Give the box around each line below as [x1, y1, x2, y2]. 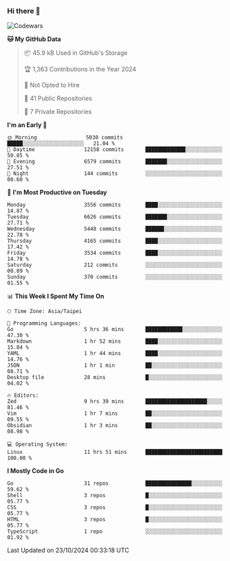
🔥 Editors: [7, 392, 39, 399]
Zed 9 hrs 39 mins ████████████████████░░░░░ [7, 398, 223, 405]
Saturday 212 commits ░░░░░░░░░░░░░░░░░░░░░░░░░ [7, 262, 223, 268]
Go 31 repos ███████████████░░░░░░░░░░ [7, 480, 223, 487]
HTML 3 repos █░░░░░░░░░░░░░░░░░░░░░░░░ [7, 516, 223, 523]
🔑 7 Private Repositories [23, 108, 92, 116]
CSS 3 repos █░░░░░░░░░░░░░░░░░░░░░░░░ [7, 504, 223, 511]
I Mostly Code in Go [7, 467, 64, 475]
